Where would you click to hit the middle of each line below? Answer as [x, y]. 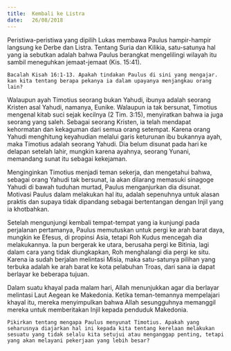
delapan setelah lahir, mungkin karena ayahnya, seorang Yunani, [99, 151]
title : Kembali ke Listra [46, 14]
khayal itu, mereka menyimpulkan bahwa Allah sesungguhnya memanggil [112, 302]
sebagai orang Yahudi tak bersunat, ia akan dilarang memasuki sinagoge [111, 179]
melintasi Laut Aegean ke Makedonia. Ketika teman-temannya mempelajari [113, 295]
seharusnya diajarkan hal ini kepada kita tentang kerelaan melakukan [111, 328]
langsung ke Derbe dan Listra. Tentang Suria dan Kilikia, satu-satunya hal [111, 47]
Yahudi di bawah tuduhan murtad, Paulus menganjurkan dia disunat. [104, 187]
